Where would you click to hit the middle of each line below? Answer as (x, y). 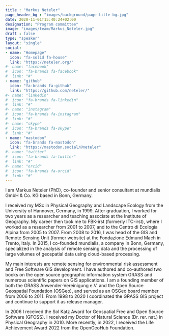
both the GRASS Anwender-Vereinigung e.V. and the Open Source (75, 286)
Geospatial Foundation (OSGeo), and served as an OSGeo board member (82, 291)
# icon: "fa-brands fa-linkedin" (42, 100)
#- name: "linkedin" (27, 95)
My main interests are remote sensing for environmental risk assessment (81, 264)
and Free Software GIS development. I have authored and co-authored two (83, 269)
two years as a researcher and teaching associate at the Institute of (76, 216)
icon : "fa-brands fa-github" (41, 86)
